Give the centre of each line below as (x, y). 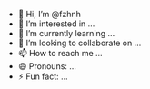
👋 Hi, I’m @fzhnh (50, 14)
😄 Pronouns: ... (47, 66)
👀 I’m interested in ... (56, 24)
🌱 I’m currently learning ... (66, 33)
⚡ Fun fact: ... (43, 76)
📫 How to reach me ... (60, 53)
